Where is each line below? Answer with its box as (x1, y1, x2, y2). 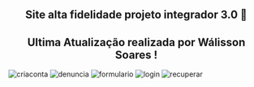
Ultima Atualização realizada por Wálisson (27, 35, 246, 49)
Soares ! (114, 48, 158, 61)
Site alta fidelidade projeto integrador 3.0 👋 (25, 8, 248, 22)
